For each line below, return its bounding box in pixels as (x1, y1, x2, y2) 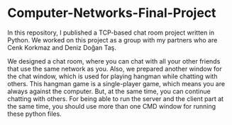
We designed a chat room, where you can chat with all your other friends (7, 56, 221, 65)
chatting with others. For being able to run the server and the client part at (7, 94, 224, 103)
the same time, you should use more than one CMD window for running (7, 102, 216, 110)
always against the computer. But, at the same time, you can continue (7, 87, 211, 95)
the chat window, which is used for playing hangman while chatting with (7, 72, 218, 81)
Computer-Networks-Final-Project (7, 5, 216, 21)
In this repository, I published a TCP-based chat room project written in (7, 28, 215, 37)
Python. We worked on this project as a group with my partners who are (7, 35, 218, 44)
